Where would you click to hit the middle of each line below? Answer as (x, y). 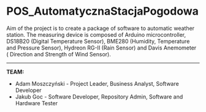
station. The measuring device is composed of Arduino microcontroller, (96, 34)
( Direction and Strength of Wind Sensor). (59, 54)
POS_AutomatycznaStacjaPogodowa (103, 11)
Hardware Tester (36, 103)
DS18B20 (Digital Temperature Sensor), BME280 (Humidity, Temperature (98, 41)
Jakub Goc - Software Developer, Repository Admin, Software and (99, 97)
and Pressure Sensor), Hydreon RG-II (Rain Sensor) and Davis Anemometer (101, 48)
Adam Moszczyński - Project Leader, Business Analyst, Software (97, 83)
